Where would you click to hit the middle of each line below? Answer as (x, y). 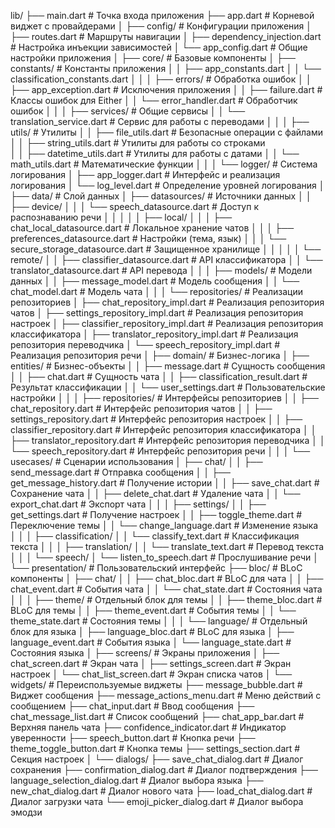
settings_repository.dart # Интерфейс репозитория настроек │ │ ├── (156, 419)
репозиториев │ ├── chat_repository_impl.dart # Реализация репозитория (167, 302)
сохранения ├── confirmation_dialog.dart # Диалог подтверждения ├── (164, 769)
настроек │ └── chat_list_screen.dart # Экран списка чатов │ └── (151, 674)
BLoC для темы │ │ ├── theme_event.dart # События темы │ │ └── (153, 610)
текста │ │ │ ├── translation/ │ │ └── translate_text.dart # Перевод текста (167, 546)
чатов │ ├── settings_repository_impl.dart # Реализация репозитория (157, 313)
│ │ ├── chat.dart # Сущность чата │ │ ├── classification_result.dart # (159, 376)
